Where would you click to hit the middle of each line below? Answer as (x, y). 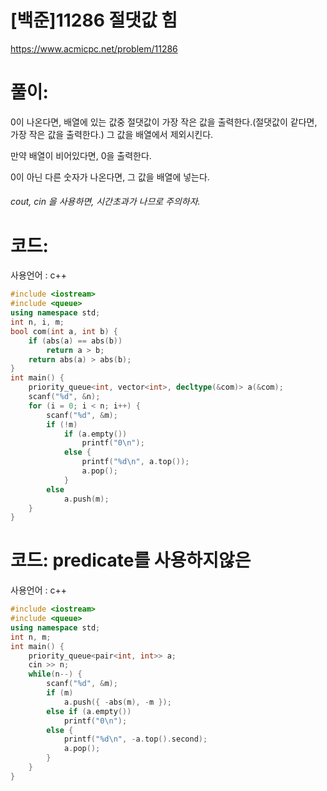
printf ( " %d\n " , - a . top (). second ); (135, 739)
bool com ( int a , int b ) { (64, 331)
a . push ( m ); (86, 499)
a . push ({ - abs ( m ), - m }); (117, 702)
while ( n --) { (55, 674)
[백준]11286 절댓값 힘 (94, 20)
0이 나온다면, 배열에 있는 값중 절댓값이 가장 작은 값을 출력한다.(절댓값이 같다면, (164, 122)
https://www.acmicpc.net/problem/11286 (94, 48)
